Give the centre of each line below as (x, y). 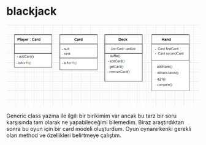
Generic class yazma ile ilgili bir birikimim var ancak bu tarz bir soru (91, 116)
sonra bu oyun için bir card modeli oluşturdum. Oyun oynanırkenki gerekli (99, 128)
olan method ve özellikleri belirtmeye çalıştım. (64, 135)
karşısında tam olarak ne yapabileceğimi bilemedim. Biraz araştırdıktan (95, 122)
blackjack (32, 11)
